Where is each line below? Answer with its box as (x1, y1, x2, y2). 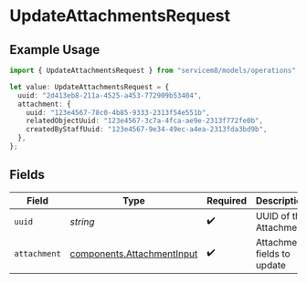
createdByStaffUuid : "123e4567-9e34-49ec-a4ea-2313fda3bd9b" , (26, 125, 268, 134)
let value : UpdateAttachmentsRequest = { (9, 82, 170, 91)
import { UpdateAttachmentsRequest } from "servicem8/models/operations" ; (9, 66, 301, 75)
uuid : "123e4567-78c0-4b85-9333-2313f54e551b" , (26, 108, 210, 117)
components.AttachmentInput (69, 247, 198, 260)
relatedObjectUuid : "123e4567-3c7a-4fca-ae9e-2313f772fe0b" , (26, 116, 263, 126)
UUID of (255, 209, 291, 222)
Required (206, 194, 248, 206)
